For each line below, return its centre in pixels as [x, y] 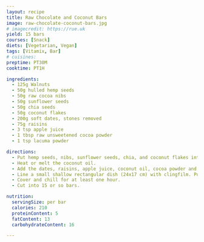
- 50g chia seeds [34, 107]
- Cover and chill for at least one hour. [66, 180]
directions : [21, 152]
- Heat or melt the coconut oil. [54, 163]
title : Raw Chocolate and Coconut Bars [57, 18]
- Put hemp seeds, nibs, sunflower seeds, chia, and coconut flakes [100, 157]
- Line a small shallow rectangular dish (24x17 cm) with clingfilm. [101, 174]
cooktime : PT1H [25, 68]
